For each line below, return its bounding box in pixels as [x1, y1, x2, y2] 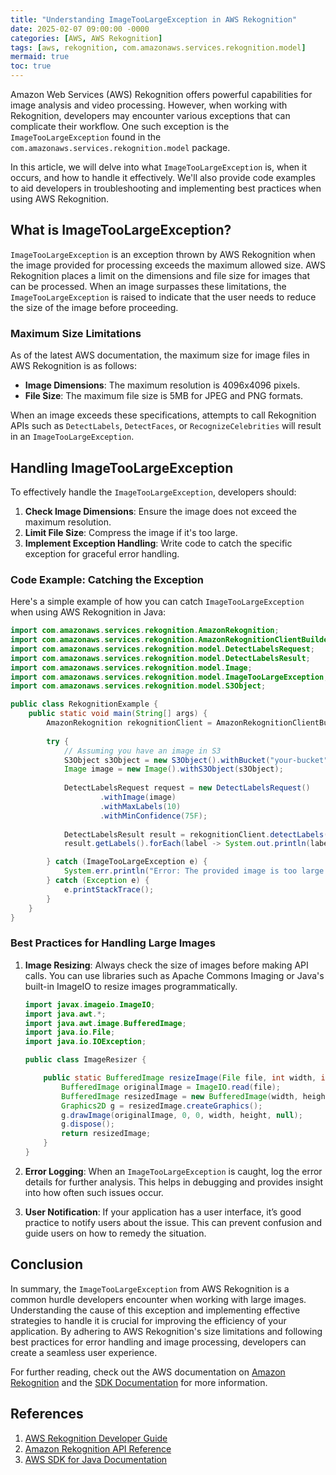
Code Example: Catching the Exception [10, 572, 205, 586]
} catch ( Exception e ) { [46, 876, 150, 886]
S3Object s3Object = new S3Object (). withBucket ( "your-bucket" [63, 755, 329, 765]
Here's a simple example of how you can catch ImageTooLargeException [10, 596, 305, 608]
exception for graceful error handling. [24, 547, 180, 560]
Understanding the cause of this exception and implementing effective [10, 1304, 301, 1316]
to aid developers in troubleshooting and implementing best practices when [10, 182, 322, 194]
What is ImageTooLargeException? [10, 222, 232, 239]
